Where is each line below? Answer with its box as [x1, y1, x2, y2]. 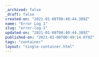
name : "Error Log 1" [5, 21, 48, 26]
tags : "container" [5, 40, 43, 45]
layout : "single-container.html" [5, 44, 75, 49]
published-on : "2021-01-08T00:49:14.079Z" [5, 35, 95, 40]
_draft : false [5, 12, 35, 17]
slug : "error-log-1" [5, 26, 48, 31]
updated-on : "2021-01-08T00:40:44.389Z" [5, 30, 91, 35]
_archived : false [5, 7, 41, 12]
